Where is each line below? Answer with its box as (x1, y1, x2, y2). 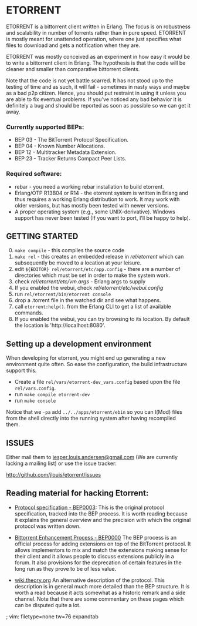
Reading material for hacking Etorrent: (6, 488, 149, 498)
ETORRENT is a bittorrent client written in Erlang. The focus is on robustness (6, 23, 191, 30)
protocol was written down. (14, 523, 81, 530)
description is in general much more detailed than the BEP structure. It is (14, 583, 190, 590)
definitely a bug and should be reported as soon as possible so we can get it (6, 102, 191, 109)
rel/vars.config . (14, 384, 56, 391)
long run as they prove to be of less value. (14, 565, 117, 572)
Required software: (6, 170, 62, 178)
